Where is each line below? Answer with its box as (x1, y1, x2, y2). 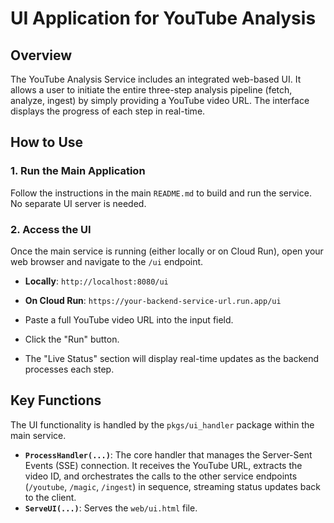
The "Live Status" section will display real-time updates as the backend (24, 352, 320, 364)
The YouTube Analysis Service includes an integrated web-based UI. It (10, 73, 302, 85)
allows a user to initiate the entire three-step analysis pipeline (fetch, (10, 84, 293, 96)
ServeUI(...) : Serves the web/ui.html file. (24, 502, 198, 514)
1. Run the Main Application (10, 164, 146, 178)
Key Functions (10, 392, 102, 409)
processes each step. (24, 363, 115, 375)
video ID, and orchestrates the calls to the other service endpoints (24, 470, 298, 482)
